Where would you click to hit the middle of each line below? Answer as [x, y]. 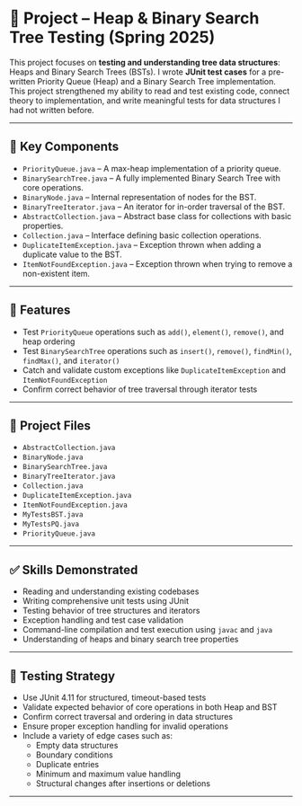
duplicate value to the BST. [72, 254]
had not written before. [52, 110]
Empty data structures [77, 745]
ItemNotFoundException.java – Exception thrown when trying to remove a [157, 263]
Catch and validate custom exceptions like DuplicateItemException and [154, 370]
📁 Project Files [50, 425]
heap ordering [49, 341]
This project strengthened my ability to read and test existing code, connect [150, 91]
